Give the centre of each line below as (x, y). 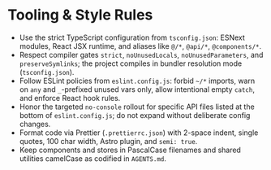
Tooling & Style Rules (80, 15)
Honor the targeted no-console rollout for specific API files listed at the (137, 107)
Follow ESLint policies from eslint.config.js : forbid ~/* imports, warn (137, 81)
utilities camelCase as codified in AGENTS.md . (93, 158)
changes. (35, 124)
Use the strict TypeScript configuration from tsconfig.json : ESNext (132, 37)
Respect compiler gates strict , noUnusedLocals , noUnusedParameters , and (141, 54)
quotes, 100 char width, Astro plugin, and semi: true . (108, 141)
